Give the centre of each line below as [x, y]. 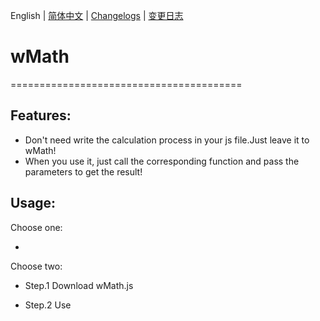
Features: [41, 115]
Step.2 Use [48, 305]
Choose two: [36, 266]
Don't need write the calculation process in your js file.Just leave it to [167, 140]
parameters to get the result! [83, 171]
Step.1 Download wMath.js [79, 285]
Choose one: [36, 227]
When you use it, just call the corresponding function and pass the [162, 161]
